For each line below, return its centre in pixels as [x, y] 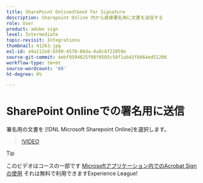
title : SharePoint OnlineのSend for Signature [66, 12]
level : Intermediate [33, 35]
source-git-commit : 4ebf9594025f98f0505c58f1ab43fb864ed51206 [87, 57]
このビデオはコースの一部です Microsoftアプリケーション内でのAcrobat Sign [101, 166]
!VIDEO [30, 142]
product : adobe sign [33, 29]
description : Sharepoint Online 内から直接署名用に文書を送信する [85, 18]
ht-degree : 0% [24, 74]
